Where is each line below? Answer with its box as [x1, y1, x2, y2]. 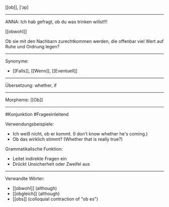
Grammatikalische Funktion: [5, 146, 63, 152]
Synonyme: [5, 58, 29, 64]
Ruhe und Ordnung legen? [5, 44, 60, 49]
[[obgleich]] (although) [12, 191, 60, 196]
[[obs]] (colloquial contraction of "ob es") [12, 196, 99, 202]
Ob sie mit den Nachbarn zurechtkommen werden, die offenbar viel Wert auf [5, 38, 164, 44]
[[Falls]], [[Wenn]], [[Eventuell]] [12, 68, 78, 74]
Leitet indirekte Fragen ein [12, 156, 67, 162]
